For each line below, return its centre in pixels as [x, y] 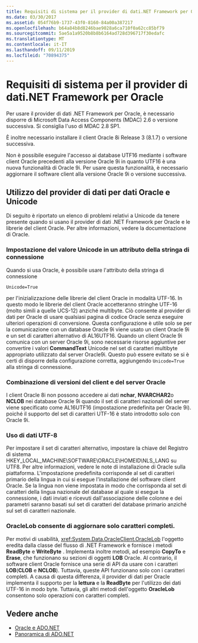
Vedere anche [32, 614]
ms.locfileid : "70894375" [38, 55]
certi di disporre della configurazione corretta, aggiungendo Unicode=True [95, 361]
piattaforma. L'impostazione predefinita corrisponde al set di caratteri [90, 473]
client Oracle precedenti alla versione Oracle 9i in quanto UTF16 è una [91, 161]
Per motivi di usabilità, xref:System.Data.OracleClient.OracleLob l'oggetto [95, 539]
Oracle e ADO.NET [37, 628]
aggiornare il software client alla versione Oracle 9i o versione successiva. [96, 174]
